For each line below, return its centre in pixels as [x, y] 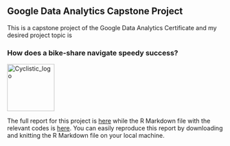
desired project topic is [39, 35]
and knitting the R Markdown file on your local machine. [86, 136]
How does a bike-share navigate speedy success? [93, 53]
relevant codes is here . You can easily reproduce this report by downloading [115, 128]
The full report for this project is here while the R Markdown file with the [109, 121]
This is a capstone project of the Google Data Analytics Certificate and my [112, 27]
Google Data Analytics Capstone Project [95, 11]
